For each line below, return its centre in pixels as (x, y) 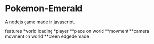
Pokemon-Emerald (44, 8)
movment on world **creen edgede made (47, 36)
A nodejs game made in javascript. (40, 22)
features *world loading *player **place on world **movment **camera (77, 31)
